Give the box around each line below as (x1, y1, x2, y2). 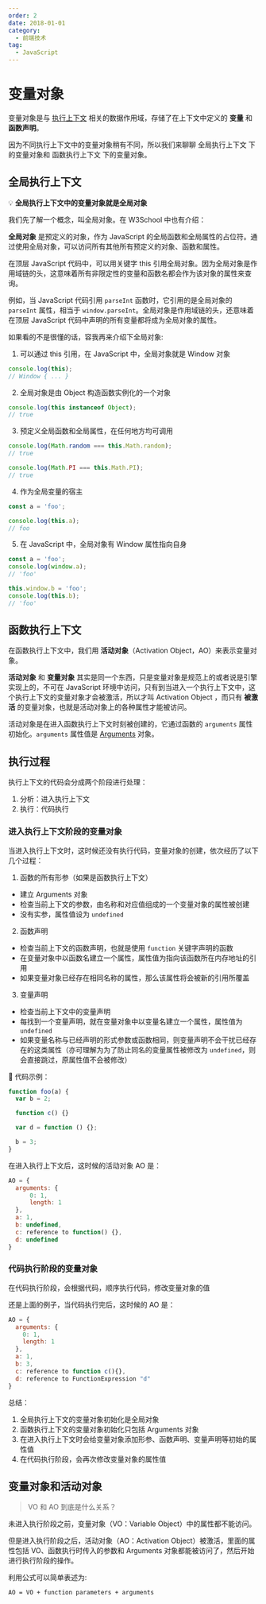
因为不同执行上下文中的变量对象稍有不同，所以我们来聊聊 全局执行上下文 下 (8, 140, 256, 149)
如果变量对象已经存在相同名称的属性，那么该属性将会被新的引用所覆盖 (19, 973, 250, 982)
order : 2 (8, 11, 37, 20)
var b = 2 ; (15, 1095, 52, 1103)
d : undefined (15, 1235, 59, 1244)
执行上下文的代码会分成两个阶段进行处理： (8, 777, 148, 787)
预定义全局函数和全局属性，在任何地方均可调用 (19, 426, 173, 436)
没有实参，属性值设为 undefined (19, 909, 125, 919)
